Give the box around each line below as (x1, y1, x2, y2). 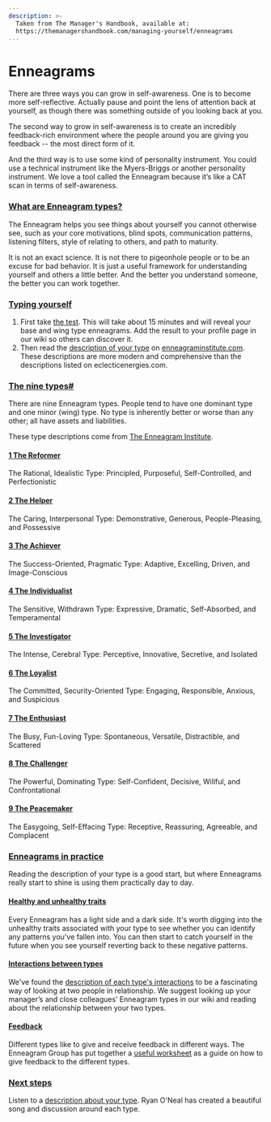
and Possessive (8, 522, 61, 532)
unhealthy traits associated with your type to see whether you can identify (8, 923, 256, 933)
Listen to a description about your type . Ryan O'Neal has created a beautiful (8, 1095, 261, 1105)
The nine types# (8, 380, 74, 391)
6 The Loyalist (8, 667, 57, 678)
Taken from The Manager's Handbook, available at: (15, 19, 190, 28)
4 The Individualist (8, 586, 73, 596)
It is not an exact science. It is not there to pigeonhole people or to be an (8, 252, 250, 262)
